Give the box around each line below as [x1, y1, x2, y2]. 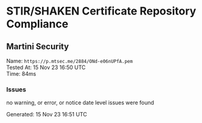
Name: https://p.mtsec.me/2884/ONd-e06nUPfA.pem [6, 58, 133, 64]
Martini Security [6, 41, 69, 52]
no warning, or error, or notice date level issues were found [6, 99, 155, 107]
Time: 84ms [6, 70, 36, 77]
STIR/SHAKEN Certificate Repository [6, 4, 197, 18]
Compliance [6, 17, 69, 31]
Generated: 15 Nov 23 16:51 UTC [6, 111, 87, 118]
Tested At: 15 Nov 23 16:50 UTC [6, 64, 86, 71]
